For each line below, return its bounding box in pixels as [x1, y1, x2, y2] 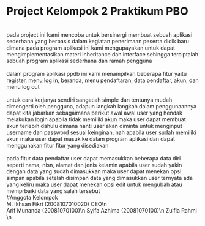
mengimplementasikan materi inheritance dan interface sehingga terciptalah [6, 50, 199, 58]
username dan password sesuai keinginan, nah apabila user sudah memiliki [6, 129, 197, 136]
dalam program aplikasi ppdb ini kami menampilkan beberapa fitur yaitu [6, 70, 187, 77]
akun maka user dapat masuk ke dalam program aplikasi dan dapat [6, 135, 176, 142]
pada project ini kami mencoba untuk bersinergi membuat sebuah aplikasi [6, 31, 193, 38]
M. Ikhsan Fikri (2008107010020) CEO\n [6, 200, 107, 208]
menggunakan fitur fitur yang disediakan [6, 141, 109, 149]
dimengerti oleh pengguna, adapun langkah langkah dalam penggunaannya [6, 102, 197, 110]
